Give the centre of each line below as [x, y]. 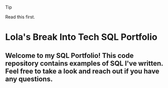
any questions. [29, 79]
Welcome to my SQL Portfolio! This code [69, 55]
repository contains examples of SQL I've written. [84, 63]
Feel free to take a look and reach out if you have [82, 71]
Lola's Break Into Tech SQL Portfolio [81, 37]
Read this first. [20, 17]
